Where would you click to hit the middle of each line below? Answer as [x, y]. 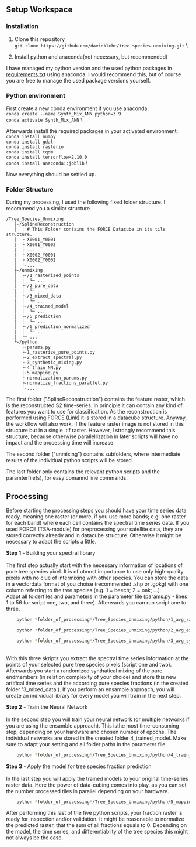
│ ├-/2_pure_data [36, 286]
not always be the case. [34, 838]
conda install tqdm [30, 152]
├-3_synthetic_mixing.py [52, 363]
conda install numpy [31, 136]
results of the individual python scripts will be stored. [70, 460]
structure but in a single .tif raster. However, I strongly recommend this [91, 431]
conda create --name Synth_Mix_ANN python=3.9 [64, 114]
